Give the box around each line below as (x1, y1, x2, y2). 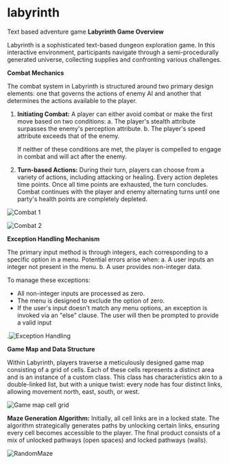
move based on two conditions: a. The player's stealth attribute (16, 117, 196, 125)
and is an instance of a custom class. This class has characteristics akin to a (7, 373, 223, 381)
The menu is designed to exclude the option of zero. (16, 297, 165, 305)
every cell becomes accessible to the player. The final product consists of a (7, 428, 221, 437)
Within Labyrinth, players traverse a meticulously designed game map (7, 358, 204, 367)
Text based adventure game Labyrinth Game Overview (7, 27, 165, 36)
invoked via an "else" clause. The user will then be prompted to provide (16, 311, 219, 319)
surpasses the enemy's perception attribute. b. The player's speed (16, 124, 206, 132)
